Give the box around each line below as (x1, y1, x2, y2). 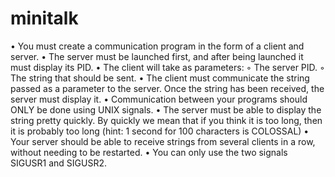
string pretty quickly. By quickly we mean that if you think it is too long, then (10, 114, 323, 126)
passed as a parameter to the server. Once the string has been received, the (10, 82, 325, 94)
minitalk (10, 7, 79, 30)
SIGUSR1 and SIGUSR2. (10, 157, 108, 169)
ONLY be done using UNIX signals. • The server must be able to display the (10, 103, 322, 116)
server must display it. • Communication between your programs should (10, 93, 308, 105)
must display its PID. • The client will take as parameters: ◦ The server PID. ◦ (10, 61, 325, 73)
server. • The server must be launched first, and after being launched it (10, 50, 304, 62)
